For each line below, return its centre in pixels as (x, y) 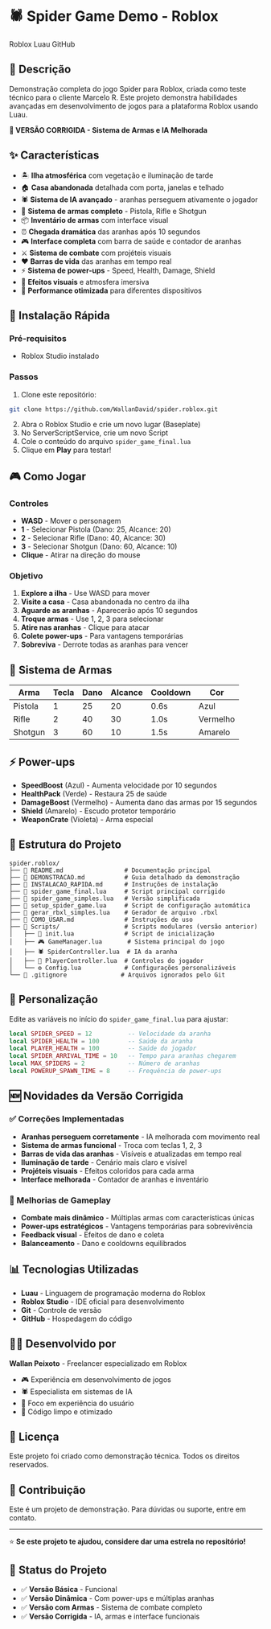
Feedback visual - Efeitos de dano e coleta (92, 1234)
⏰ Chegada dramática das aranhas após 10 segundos (111, 232)
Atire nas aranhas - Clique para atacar (85, 627)
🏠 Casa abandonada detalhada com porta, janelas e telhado (122, 187)
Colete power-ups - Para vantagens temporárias (102, 636)
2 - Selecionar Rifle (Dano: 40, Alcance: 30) (93, 538)
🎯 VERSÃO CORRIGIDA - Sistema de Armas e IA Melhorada (109, 130)
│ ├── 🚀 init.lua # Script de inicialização (112, 934)
